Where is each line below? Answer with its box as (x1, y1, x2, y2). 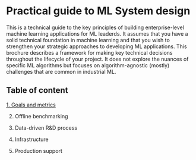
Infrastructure (14, 136, 49, 143)
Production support (14, 147, 62, 154)
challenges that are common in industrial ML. (6, 68, 116, 75)
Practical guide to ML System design (6, 4, 191, 18)
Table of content (6, 85, 68, 96)
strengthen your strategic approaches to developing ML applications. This (6, 43, 187, 50)
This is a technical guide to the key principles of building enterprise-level (6, 24, 184, 31)
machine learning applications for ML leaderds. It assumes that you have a (6, 30, 188, 37)
